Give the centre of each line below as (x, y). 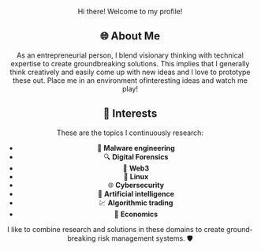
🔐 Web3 (136, 168)
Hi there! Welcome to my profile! (130, 11)
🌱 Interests (130, 114)
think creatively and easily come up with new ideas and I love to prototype (130, 72)
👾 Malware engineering (136, 148)
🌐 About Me (130, 36)
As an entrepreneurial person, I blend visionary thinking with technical (130, 55)
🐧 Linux (136, 176)
